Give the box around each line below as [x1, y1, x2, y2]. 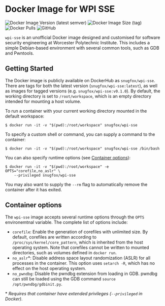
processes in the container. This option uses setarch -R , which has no [12, 260, 155, 266]
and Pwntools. [5, 50, 34, 56]
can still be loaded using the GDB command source [12, 275, 116, 281]
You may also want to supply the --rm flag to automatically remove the [5, 181, 148, 187]
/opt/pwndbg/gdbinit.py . [12, 281, 63, 287]
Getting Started [5, 64, 54, 73]
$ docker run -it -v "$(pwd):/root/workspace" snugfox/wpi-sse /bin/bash [5, 146, 160, 151]
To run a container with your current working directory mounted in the [5, 108, 147, 114]
